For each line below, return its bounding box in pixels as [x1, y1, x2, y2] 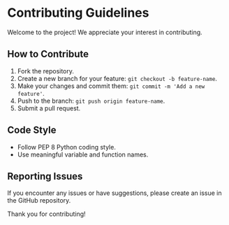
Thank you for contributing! [7, 210, 86, 218]
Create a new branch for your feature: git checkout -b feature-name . [17, 74, 218, 82]
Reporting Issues [7, 170, 83, 182]
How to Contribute [7, 48, 89, 60]
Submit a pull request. [17, 103, 81, 112]
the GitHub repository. [7, 196, 71, 205]
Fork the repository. [17, 66, 75, 75]
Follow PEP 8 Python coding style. [17, 143, 117, 151]
